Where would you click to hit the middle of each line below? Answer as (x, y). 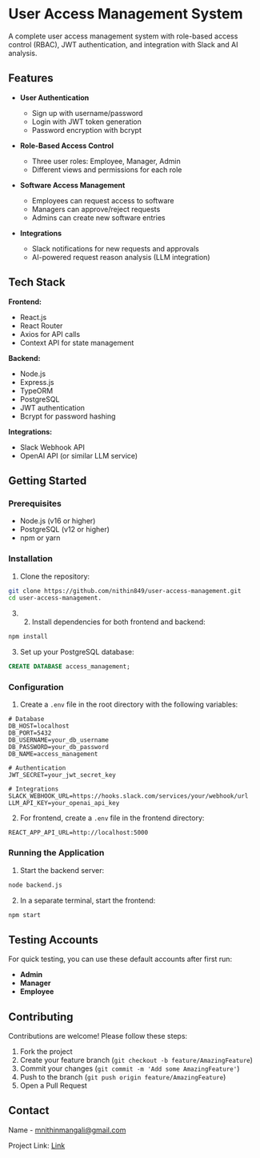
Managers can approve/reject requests (96, 209)
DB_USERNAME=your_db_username (59, 740)
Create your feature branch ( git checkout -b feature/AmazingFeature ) (136, 1060)
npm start (25, 915)
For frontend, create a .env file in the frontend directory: (112, 818)
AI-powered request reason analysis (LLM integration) (121, 257)
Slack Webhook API (52, 447)
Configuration (36, 687)
